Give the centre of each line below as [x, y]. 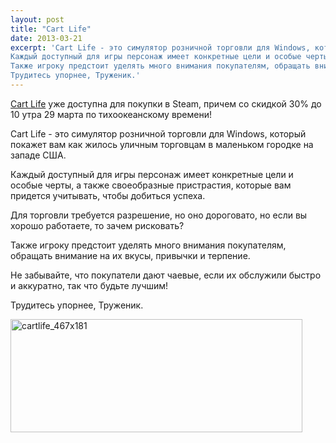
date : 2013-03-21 [46, 38]
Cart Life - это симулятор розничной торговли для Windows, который [158, 133]
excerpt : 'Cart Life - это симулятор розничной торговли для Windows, [160, 47]
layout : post [37, 19]
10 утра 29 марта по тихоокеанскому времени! [111, 114]
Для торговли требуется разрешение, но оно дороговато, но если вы [159, 215]
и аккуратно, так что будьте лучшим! [89, 285]
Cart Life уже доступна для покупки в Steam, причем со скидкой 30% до [166, 103]
